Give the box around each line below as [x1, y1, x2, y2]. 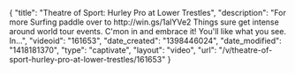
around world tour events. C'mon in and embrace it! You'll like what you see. [9, 26, 287, 36]
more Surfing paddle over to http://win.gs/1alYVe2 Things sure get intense [9, 17, 280, 27]
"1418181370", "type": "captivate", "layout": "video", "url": [9, 45, 217, 55]
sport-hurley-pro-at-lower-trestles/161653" [9, 55, 166, 64]
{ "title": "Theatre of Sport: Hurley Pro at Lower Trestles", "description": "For [9, 8, 287, 18]
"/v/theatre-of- [218, 45, 273, 55]
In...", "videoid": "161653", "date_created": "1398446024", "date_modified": [9, 35, 283, 46]
